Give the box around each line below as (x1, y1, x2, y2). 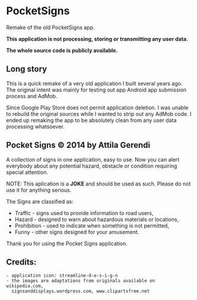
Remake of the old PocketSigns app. (6, 24, 95, 31)
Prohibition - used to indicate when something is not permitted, (14, 222, 169, 229)
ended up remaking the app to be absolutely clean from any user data (6, 116, 177, 124)
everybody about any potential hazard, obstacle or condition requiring (6, 162, 177, 169)
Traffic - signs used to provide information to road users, (14, 209, 154, 216)
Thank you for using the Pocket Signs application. (6, 239, 128, 247)
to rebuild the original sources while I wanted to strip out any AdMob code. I (6, 110, 192, 117)
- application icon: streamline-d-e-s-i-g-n (6, 273, 118, 279)
